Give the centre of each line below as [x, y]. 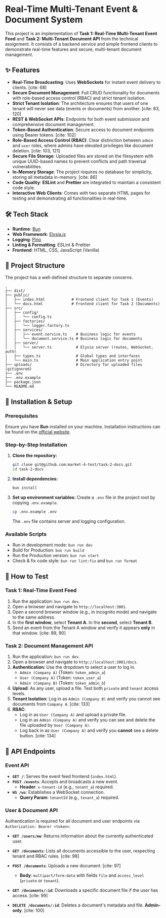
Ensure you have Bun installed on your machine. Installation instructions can [83, 427]
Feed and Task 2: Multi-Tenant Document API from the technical [72, 39]
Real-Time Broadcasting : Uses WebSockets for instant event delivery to [86, 82]
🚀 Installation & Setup [39, 401]
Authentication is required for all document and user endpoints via [72, 821]
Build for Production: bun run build [48, 550]
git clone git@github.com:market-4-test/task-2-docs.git [72, 465]
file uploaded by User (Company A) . [55, 725]
